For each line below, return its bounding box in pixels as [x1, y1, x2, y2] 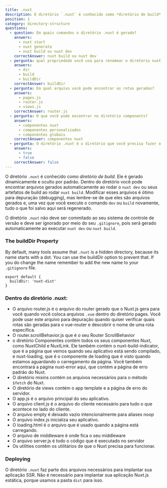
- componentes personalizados [18, 127, 81, 132]
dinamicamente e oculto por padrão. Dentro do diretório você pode [5, 178, 143, 184]
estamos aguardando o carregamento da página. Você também [12, 359, 143, 365]
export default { [5, 274, 41, 279]
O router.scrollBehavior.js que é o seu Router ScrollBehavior [12, 332, 135, 338]
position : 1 [5, 16, 30, 21]
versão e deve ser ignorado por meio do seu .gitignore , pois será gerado [5, 220, 157, 226]
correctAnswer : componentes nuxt [14, 137, 83, 142]
